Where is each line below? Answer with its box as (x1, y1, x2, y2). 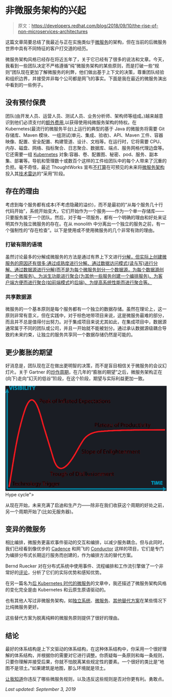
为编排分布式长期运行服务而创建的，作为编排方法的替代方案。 (5, 552, 136, 558)
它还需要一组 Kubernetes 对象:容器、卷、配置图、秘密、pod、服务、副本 (5, 151, 159, 157)
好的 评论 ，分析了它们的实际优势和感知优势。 (9, 569, 104, 576)
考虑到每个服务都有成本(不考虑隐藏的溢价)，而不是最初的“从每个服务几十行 (5, 201, 163, 207)
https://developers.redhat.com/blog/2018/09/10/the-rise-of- (31, 23, 159, 29)
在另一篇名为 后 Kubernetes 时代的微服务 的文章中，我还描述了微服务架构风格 (5, 580, 167, 586)
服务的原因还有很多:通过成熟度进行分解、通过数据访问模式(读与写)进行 (5, 260, 154, 266)
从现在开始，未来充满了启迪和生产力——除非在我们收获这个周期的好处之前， (5, 502, 167, 508)
